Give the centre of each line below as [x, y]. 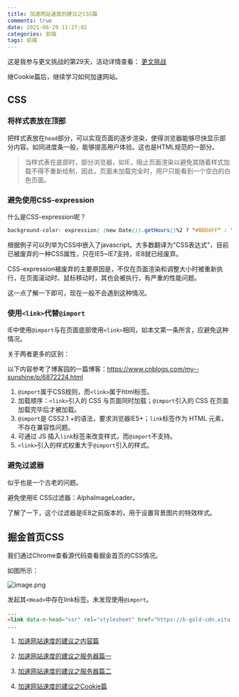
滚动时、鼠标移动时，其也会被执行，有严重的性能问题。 [119, 278]
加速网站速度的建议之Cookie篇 [63, 686]
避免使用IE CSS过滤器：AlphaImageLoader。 [73, 497]
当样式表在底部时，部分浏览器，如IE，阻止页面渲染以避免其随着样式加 [127, 162]
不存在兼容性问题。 [46, 427]
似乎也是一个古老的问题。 [45, 482]
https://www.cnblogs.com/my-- [153, 369]
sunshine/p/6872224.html [45, 377]
